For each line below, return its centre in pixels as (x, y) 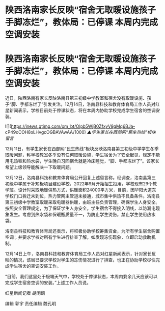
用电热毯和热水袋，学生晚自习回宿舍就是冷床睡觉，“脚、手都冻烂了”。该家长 (82, 161)
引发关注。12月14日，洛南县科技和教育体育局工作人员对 (99, 104)
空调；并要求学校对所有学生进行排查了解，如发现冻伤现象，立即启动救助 (78, 237)
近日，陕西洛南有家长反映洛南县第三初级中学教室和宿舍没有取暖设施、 (76, 98)
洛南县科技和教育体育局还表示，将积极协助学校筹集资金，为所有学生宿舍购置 (82, 231)
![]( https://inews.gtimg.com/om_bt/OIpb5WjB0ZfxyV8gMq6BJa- (70, 126)
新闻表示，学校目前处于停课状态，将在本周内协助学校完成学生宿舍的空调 (82, 111)
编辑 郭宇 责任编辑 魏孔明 (31, 304)
